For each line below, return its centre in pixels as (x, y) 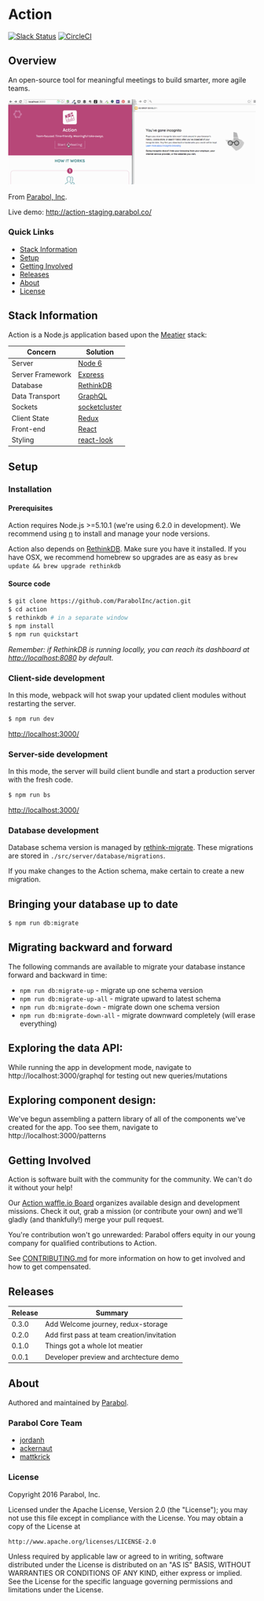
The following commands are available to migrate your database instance (127, 966)
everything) (38, 1024)
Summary (112, 1313)
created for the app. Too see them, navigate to (83, 1127)
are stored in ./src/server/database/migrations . (87, 856)
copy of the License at (44, 1526)
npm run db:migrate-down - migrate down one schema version (119, 1006)
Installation (30, 489)
